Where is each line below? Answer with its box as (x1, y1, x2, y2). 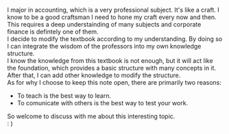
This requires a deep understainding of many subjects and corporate (7, 21, 202, 28)
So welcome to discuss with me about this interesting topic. (7, 112, 176, 120)
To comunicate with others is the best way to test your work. (16, 99, 189, 107)
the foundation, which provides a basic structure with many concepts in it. (7, 64, 217, 72)
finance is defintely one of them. (7, 27, 99, 36)
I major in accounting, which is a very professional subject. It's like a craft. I (7, 6, 219, 14)
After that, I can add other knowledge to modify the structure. (7, 71, 181, 79)
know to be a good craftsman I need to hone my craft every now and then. (7, 13, 217, 21)
